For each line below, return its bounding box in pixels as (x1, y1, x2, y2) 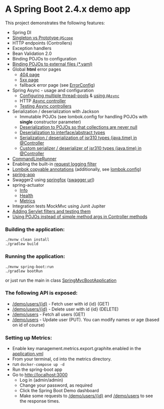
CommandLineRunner (12, 155, 57, 161)
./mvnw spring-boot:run (5, 264, 54, 269)
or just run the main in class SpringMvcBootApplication (5, 277, 117, 283)
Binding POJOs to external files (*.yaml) (12, 61, 93, 67)
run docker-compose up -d (12, 361, 65, 367)
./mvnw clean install (5, 237, 50, 242)
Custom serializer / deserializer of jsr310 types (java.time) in (19, 145, 142, 151)
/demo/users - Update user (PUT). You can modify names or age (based (12, 316, 160, 322)
